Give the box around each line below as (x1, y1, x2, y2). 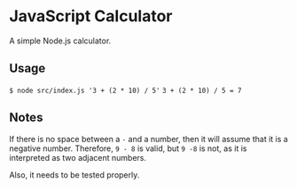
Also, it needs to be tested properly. (9, 170, 140, 180)
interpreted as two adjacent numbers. (9, 152, 147, 163)
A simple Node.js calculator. (9, 35, 112, 46)
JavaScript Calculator (9, 6, 173, 26)
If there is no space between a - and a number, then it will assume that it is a (9, 133, 288, 144)
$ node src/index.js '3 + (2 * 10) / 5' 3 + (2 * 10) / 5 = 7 (9, 86, 242, 94)
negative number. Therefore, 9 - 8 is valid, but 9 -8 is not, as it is (9, 143, 247, 154)
